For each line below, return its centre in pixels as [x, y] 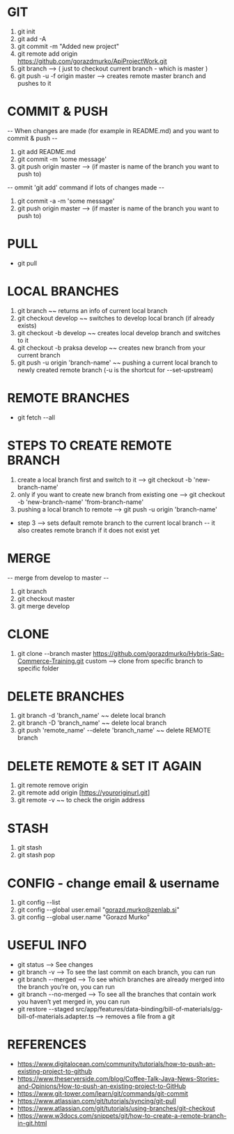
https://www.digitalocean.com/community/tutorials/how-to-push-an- [116, 1064]
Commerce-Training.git [50, 661]
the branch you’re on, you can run [66, 987]
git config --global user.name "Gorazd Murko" [83, 917]
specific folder [38, 668]
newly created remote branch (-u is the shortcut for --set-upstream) [115, 369]
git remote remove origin [53, 786]
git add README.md [46, 151]
